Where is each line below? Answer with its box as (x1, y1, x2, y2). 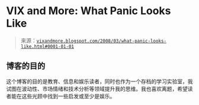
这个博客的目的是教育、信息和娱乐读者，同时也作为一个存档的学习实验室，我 (6, 78, 193, 85)
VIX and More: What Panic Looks (6, 4, 171, 18)
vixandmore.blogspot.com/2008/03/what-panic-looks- (36, 38, 167, 44)
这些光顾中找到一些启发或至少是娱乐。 (21, 93, 115, 100)
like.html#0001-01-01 (20, 43, 74, 50)
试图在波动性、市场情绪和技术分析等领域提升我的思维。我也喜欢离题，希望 (6, 85, 188, 92)
